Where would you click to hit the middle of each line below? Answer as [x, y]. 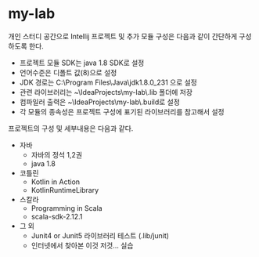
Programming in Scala [67, 208]
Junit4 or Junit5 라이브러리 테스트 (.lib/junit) [100, 235]
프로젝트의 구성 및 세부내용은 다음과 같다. [71, 128]
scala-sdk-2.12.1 [57, 216]
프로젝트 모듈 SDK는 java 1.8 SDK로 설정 [82, 63]
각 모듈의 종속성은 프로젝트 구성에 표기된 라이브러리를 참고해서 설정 [122, 111]
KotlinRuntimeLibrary [65, 190]
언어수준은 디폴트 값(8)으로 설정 [68, 72]
